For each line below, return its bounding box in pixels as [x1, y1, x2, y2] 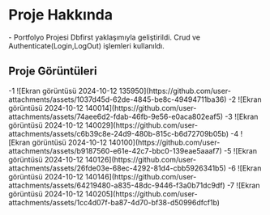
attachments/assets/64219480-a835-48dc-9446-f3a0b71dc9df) [8, 180, 225, 190]
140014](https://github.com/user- [84, 103, 197, 112]
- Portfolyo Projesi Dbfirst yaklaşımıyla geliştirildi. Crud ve [8, 32, 201, 42]
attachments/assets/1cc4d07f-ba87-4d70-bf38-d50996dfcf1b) [8, 197, 221, 207]
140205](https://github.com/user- [84, 188, 198, 199]
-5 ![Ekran [224, 145, 258, 155]
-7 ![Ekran [226, 180, 261, 190]
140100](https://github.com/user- [109, 137, 221, 147]
